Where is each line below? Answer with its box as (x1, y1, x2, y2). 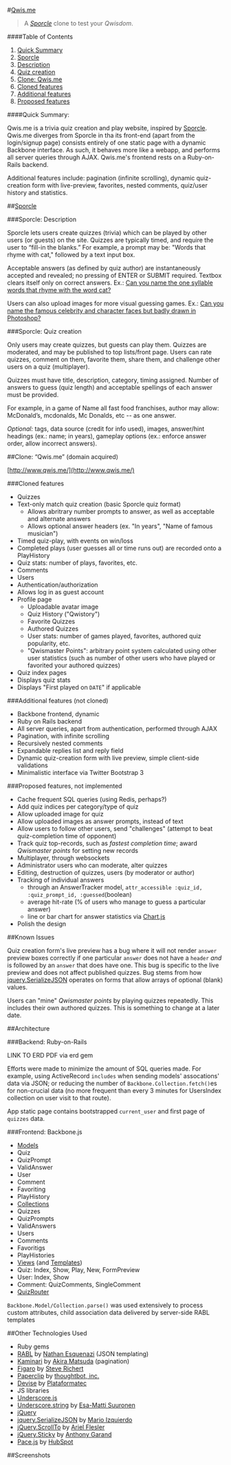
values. (7, 983, 27, 991)
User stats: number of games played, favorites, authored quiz (27, 632, 201, 640)
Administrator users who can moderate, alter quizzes (16, 861, 168, 869)
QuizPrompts (16, 1215, 54, 1222)
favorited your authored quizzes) (27, 661, 120, 669)
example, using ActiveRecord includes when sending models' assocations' (7, 1072, 220, 1080)
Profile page (16, 596, 52, 603)
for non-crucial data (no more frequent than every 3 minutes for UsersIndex (7, 1087, 222, 1095)
